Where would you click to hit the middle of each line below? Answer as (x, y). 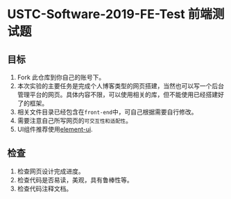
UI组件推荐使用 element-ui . (55, 129)
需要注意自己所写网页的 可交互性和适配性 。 (74, 121)
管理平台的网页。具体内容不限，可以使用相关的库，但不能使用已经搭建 (118, 95)
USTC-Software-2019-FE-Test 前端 (110, 14)
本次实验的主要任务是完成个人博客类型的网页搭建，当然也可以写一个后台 (120, 86)
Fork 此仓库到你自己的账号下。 (61, 77)
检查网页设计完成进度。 (51, 171)
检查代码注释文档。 (45, 189)
